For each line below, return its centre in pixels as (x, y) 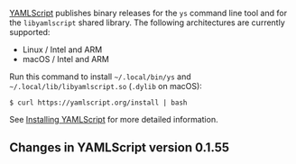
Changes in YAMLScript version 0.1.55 (120, 148)
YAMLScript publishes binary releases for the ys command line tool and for (148, 13)
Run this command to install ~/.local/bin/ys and (100, 77)
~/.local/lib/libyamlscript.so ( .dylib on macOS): (106, 86)
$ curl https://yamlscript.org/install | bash (98, 103)
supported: (30, 32)
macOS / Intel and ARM (66, 59)
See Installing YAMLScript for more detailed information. (114, 119)
